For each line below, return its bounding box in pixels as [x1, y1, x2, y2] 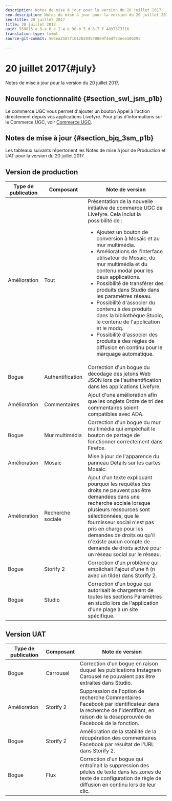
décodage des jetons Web [88, 370, 151, 377]
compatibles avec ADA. [88, 410, 144, 418]
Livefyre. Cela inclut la [88, 211, 141, 218]
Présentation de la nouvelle [88, 198, 154, 205]
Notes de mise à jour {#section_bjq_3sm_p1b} [5, 134, 154, 142]
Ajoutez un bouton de [96, 229, 148, 236]
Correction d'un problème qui [88, 559, 159, 566]
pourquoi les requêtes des [88, 480, 151, 487]
